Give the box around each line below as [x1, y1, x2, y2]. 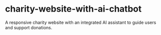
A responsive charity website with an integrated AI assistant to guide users [5, 19, 156, 25]
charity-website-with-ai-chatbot [5, 3, 142, 15]
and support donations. [5, 24, 53, 30]
